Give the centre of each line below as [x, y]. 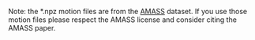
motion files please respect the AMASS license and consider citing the [122, 20]
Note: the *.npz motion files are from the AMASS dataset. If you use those [127, 11]
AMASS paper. [32, 28]
